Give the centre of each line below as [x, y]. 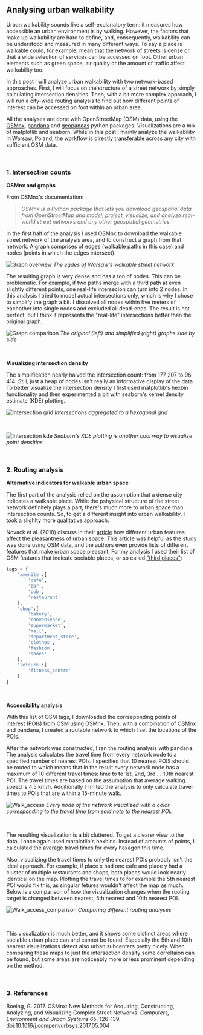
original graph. [24, 321]
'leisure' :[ [32, 665]
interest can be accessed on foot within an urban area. [74, 107]
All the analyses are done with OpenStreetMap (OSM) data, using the [92, 119]
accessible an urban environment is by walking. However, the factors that [98, 31]
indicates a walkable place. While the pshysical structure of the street [93, 501]
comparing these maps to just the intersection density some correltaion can [101, 953]
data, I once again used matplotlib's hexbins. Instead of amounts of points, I [100, 841]
